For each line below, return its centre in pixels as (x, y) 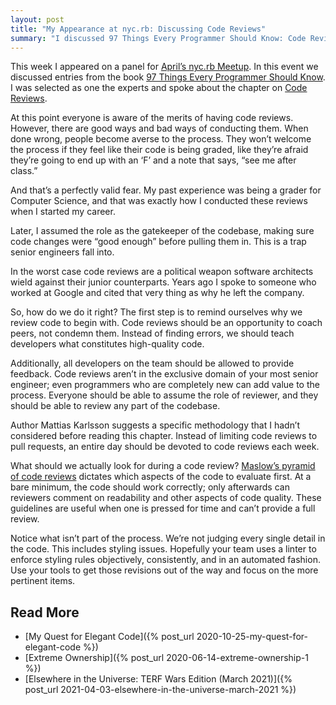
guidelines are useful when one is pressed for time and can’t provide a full (163, 508)
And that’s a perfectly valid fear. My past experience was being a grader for (166, 190)
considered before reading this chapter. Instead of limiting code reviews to (164, 436)
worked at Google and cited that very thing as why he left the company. (157, 293)
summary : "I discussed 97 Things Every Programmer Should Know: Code (158, 38)
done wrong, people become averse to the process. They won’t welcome (161, 139)
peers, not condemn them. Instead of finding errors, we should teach (152, 333)
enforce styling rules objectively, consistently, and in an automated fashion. (165, 560)
